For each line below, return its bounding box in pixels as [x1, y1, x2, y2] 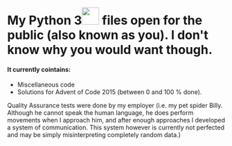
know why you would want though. [7, 42, 213, 58]
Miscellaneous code [17, 80, 75, 89]
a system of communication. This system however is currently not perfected [7, 123, 225, 131]
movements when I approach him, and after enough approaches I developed [7, 116, 226, 125]
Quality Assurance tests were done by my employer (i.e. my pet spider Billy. [7, 101, 223, 110]
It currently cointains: [7, 65, 71, 73]
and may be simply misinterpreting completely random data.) [7, 131, 181, 139]
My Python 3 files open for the [7, 12, 203, 28]
